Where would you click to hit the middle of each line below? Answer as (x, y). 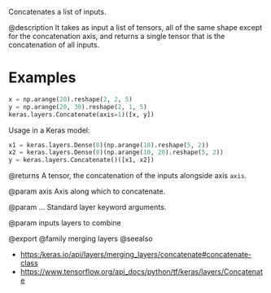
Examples (42, 78)
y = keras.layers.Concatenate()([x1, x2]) (81, 160)
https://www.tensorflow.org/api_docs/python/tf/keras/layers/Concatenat (141, 272)
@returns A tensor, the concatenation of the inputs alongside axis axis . (127, 176)
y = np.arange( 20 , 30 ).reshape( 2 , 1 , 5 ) (78, 107)
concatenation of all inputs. (54, 45)
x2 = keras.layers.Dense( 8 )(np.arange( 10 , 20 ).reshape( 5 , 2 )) (116, 153)
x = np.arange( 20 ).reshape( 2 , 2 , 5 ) (70, 99)
